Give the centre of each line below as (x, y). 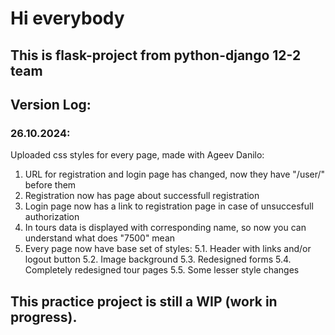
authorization (52, 217)
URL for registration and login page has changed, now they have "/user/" (175, 174)
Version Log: (51, 104)
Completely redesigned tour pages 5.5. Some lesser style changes (162, 270)
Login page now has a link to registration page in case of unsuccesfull (169, 206)
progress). (44, 317)
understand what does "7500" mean (100, 238)
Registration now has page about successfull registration (142, 196)
